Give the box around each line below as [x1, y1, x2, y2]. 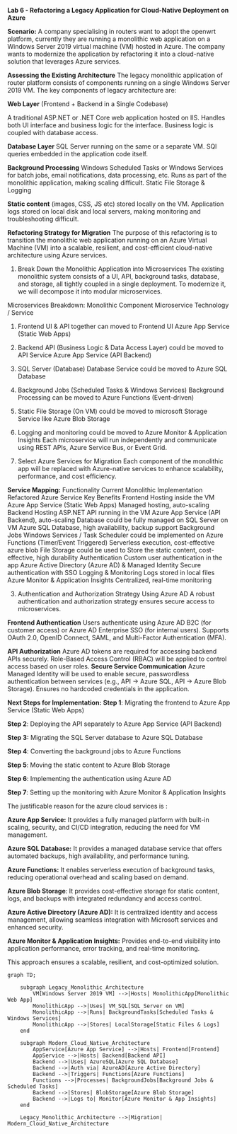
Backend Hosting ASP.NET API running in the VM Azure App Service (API [7, 509, 221, 516]
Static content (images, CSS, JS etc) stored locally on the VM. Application [7, 199, 224, 208]
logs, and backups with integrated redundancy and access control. [7, 894, 202, 903]
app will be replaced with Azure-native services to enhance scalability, [17, 465, 224, 473]
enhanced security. [7, 923, 64, 931]
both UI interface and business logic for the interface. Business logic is [7, 121, 214, 129]
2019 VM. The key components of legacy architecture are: [7, 86, 177, 94]
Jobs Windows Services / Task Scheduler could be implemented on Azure [7, 531, 224, 539]
